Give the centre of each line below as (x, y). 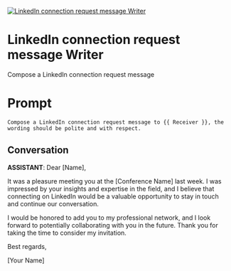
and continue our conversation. (53, 203)
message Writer (56, 55)
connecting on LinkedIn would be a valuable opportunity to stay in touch (113, 196)
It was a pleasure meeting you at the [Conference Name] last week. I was (114, 181)
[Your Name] (26, 260)
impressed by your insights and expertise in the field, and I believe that (111, 188)
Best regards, (27, 246)
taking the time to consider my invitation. (67, 233)
